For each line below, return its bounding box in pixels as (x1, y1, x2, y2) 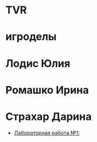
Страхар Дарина (5, 110, 92, 123)
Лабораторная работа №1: (13, 129, 80, 136)
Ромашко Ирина (5, 83, 89, 97)
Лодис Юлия (5, 56, 71, 70)
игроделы (5, 30, 57, 44)
